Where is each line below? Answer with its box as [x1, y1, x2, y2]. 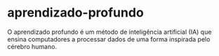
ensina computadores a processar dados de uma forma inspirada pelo [7, 35, 211, 43]
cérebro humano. [7, 42, 58, 50]
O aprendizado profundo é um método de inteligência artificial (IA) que [7, 28, 212, 36]
